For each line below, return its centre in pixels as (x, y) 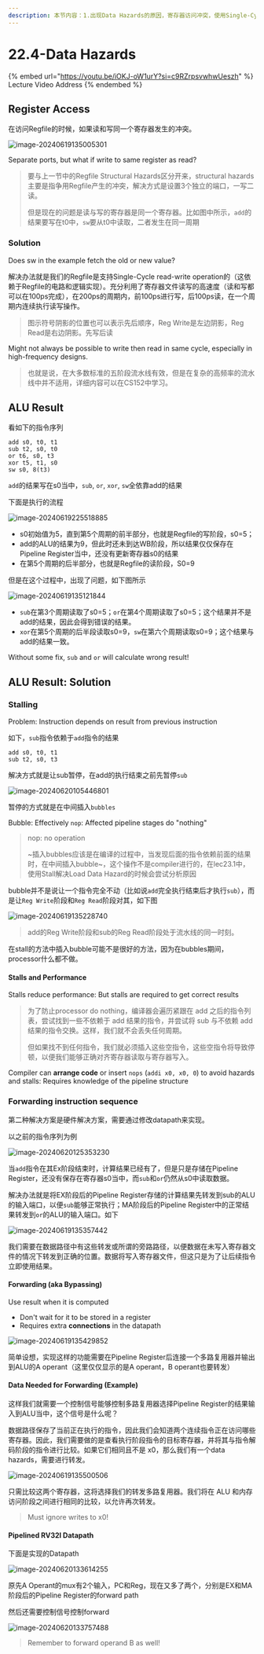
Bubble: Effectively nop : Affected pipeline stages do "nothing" (108, 823)
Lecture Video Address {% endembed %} (75, 84)
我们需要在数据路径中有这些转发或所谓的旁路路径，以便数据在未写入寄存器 (128, 1246)
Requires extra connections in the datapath (90, 1326)
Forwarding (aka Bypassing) (55, 1285)
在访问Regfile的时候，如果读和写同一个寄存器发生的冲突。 (102, 129)
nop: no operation (56, 838)
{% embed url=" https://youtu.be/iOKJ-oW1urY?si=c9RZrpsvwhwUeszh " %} (131, 76)
